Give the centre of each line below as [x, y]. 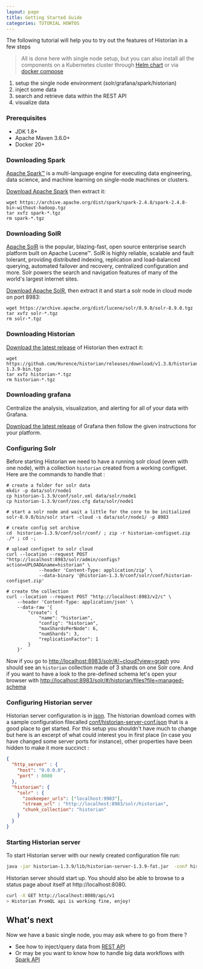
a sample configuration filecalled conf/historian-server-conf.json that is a [97, 722]
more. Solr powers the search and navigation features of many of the [92, 273]
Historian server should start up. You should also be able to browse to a [95, 878]
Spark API [27, 959]
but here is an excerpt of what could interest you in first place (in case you [99, 735]
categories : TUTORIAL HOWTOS [43, 23]
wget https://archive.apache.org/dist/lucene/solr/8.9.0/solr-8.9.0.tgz [100, 308]
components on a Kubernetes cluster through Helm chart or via [100, 65]
